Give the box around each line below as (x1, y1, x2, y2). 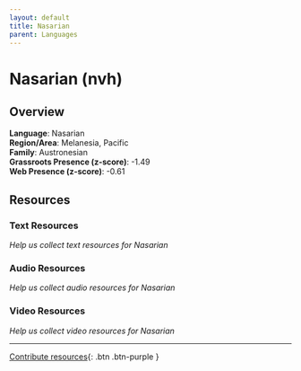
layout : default (9, 13, 70, 22)
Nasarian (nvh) (9, 68, 123, 89)
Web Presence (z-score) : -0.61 (9, 166, 125, 177)
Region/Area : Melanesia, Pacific (9, 137, 129, 148)
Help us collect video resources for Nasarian (9, 325, 175, 336)
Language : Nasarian (9, 128, 85, 139)
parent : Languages (9, 30, 78, 39)
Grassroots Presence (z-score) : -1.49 (9, 156, 150, 167)
